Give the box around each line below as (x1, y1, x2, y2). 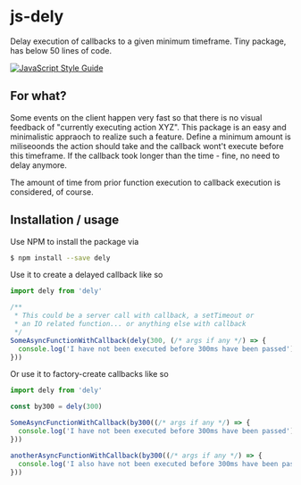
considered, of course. (10, 186, 94, 197)
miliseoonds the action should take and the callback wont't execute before (10, 140, 284, 151)
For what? (10, 88, 67, 104)
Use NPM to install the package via (10, 236, 139, 247)
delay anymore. (10, 159, 68, 171)
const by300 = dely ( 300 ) (10, 402, 103, 412)
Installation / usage (10, 213, 120, 228)
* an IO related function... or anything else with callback (13, 320, 247, 329)
